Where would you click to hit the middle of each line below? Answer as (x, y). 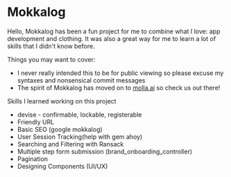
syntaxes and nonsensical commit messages (81, 80)
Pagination (33, 159)
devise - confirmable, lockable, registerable (79, 115)
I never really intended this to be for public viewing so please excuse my (120, 73)
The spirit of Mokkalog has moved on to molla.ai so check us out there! (119, 87)
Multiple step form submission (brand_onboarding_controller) (105, 151)
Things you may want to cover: (51, 59)
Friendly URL (36, 121)
